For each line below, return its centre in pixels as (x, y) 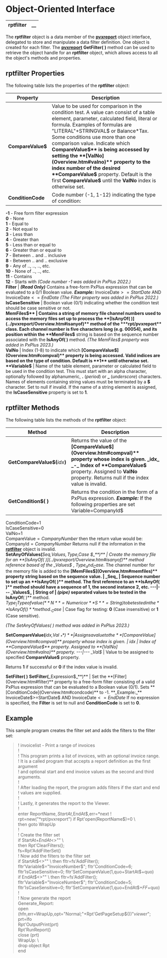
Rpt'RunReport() (34, 929)
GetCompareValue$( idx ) (37, 462)
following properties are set (103, 504)
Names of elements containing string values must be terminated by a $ (78, 382)
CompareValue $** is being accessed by (101, 149)
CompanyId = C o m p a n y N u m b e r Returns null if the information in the (76, 543)
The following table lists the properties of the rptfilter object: (68, 85)
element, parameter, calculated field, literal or (105, 119)
